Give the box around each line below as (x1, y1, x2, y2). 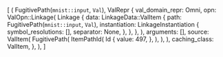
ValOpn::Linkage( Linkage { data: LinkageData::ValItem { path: (7, 13, 182, 21)
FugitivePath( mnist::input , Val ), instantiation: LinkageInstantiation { (7, 21, 200, 28)
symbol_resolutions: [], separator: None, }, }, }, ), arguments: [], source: (7, 27, 209, 36)
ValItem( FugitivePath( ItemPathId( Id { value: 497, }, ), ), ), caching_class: (7, 35, 214, 43)
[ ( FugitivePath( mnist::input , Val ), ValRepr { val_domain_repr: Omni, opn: (7, 6, 217, 14)
